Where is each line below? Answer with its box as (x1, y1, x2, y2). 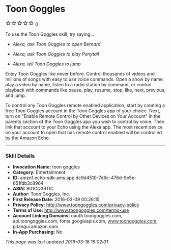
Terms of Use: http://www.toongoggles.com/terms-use (12, 207, 129, 213)
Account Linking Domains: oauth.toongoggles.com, (12, 213, 123, 219)
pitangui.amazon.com (12, 223, 59, 230)
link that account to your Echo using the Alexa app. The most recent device (5, 123, 163, 130)
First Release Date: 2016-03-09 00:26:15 (12, 196, 100, 203)
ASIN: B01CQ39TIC (12, 186, 54, 192)
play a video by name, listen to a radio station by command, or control (5, 81, 152, 87)
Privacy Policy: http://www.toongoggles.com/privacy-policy (12, 202, 139, 208)
